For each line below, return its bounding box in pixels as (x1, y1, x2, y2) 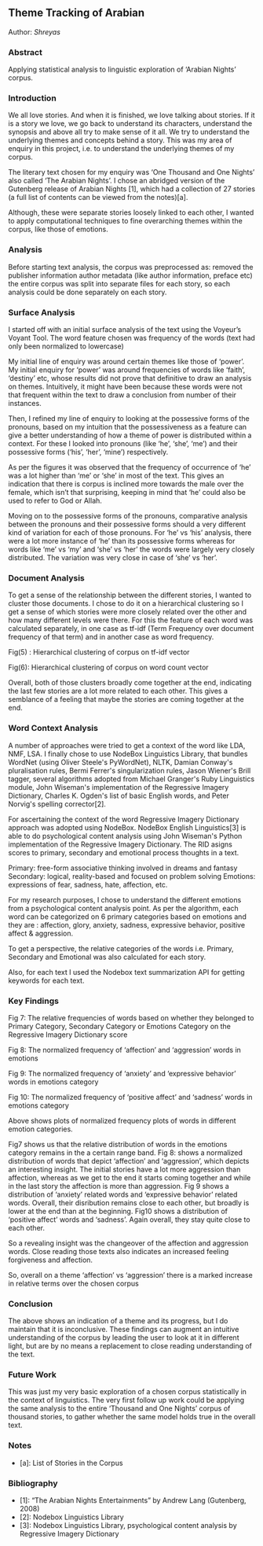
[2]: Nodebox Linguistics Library (19, 1512, 124, 1522)
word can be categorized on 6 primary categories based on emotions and (8, 912, 247, 921)
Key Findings (8, 995, 59, 1006)
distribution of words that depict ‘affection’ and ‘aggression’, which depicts (8, 1156, 250, 1165)
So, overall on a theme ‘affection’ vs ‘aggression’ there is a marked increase (8, 1270, 253, 1279)
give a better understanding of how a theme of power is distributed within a (8, 430, 252, 440)
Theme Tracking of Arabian (8, 6, 145, 20)
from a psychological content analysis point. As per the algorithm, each (8, 903, 239, 913)
